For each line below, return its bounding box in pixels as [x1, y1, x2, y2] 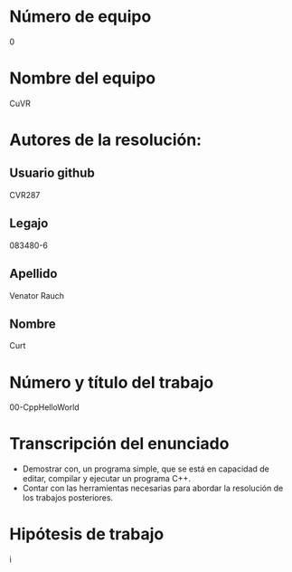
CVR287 [9, 189, 41, 200]
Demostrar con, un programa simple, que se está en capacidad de [22, 463, 269, 474]
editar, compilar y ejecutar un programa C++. [22, 473, 192, 484]
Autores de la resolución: [9, 129, 202, 150]
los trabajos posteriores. [22, 492, 114, 503]
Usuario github [9, 166, 95, 181]
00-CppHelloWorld [9, 402, 80, 413]
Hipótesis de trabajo [9, 524, 165, 545]
